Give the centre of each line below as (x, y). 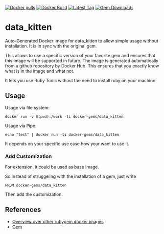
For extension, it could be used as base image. (52, 167)
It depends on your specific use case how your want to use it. (67, 144)
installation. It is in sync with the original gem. (51, 46)
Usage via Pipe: (21, 126)
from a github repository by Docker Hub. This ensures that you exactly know (82, 65)
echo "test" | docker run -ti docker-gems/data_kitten (62, 134)
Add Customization (29, 156)
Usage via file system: (27, 107)
